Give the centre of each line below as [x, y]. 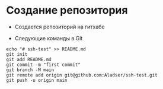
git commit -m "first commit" [44, 65]
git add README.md [29, 59]
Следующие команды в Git [49, 38]
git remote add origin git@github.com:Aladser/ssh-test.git [82, 75]
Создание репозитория [67, 10]
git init [17, 54]
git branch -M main [30, 70]
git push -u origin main [37, 80]
